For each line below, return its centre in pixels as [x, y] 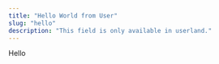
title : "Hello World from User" [63, 16]
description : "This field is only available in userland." [110, 30]
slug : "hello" [32, 23]
